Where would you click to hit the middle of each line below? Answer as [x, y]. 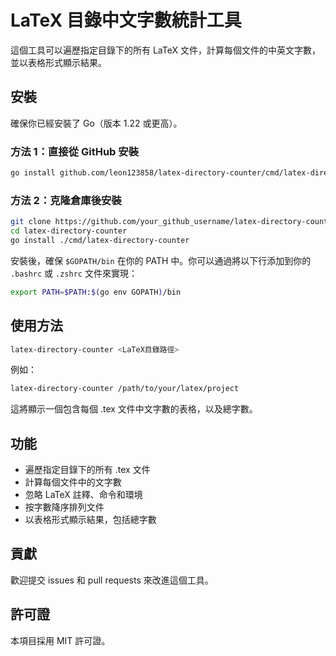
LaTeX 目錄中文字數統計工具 [126, 20]
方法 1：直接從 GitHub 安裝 [75, 151]
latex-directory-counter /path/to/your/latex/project [125, 389]
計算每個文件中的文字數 [73, 482]
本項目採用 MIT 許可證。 [60, 640]
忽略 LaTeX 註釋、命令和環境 [83, 495]
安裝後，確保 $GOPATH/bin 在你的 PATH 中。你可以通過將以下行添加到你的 [161, 260]
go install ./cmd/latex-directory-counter [100, 240]
